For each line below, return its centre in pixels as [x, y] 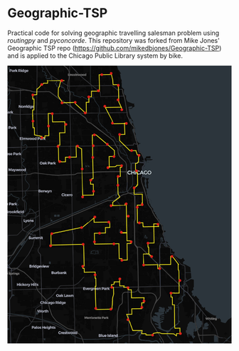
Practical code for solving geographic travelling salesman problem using [113, 33]
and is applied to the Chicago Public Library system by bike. [95, 56]
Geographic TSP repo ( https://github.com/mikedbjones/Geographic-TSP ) [115, 48]
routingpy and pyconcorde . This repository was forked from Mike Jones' [114, 40]
